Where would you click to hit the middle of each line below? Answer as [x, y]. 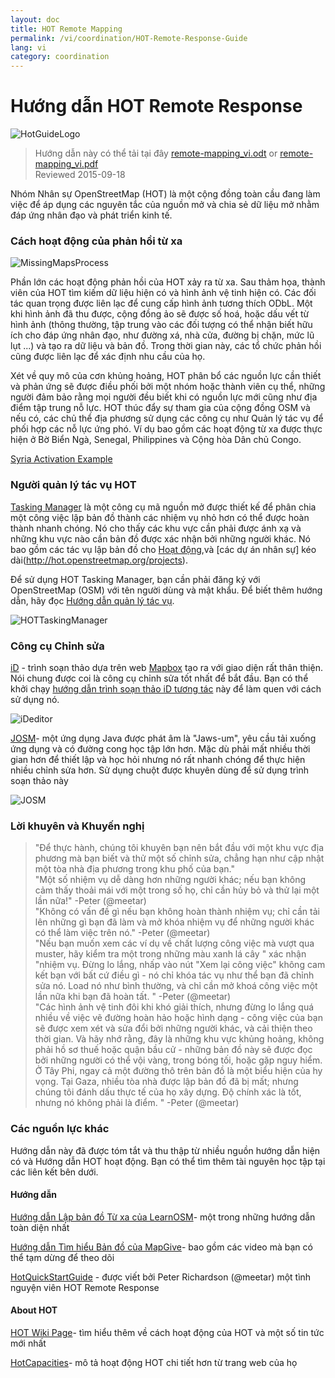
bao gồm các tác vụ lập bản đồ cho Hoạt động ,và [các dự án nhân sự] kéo [163, 549]
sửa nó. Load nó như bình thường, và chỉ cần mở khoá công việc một [176, 986]
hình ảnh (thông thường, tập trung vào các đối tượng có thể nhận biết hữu [161, 325]
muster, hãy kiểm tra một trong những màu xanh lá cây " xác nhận [170, 954]
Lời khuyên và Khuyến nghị [77, 826]
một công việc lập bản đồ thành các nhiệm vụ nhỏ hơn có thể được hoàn [160, 517]
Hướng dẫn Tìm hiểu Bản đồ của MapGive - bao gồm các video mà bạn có [161, 1247]
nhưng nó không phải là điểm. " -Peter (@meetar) [137, 1103]
